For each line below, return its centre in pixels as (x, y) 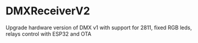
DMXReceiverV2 (48, 11)
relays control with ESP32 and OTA (48, 33)
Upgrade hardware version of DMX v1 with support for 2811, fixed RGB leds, (99, 27)
